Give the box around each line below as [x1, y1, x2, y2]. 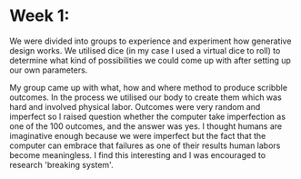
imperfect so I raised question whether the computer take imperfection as [9, 111, 286, 122]
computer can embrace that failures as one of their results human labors [9, 140, 281, 151]
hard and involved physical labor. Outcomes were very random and [9, 101, 261, 112]
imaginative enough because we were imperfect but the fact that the [9, 130, 266, 141]
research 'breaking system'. [9, 159, 114, 170]
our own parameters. [9, 65, 88, 75]
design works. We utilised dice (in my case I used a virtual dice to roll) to [9, 45, 281, 55]
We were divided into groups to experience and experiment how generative [9, 35, 292, 46]
